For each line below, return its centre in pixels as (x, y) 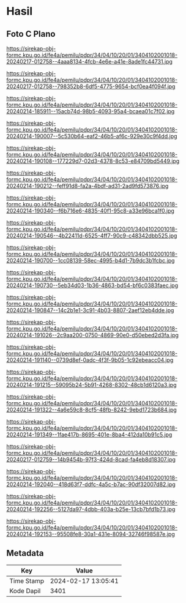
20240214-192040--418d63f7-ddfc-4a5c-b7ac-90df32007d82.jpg (91, 484)
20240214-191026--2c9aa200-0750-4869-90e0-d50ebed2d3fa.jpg (93, 335)
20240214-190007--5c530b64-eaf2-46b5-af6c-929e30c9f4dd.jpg (92, 136)
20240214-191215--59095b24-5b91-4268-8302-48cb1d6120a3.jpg (91, 385)
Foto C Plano (31, 34)
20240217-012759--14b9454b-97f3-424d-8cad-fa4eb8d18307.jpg (91, 459)
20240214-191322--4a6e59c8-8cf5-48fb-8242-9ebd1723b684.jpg (92, 410)
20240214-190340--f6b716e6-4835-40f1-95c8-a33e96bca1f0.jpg (90, 211)
